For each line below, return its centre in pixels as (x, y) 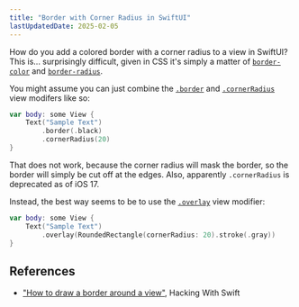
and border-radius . (67, 71)
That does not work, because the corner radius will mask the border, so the (149, 165)
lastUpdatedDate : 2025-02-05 (64, 26)
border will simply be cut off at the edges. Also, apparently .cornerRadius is (149, 174)
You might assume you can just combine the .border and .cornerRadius (142, 88)
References (42, 271)
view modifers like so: (50, 98)
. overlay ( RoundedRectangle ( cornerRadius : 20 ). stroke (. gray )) (159, 235)
